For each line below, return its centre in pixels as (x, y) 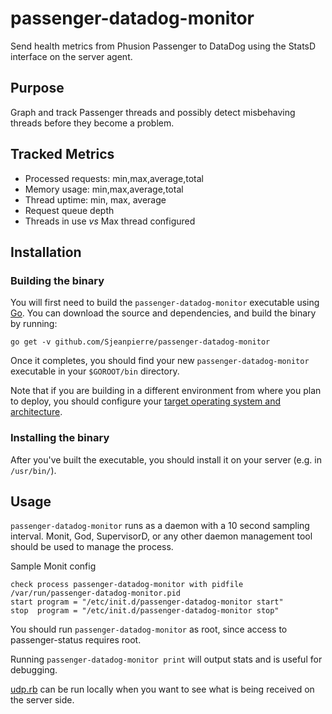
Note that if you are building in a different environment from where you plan (166, 391)
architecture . (36, 412)
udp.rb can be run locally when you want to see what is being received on (162, 689)
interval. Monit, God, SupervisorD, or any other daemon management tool (161, 536)
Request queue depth (69, 210)
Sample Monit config (53, 566)
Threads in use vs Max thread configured (110, 221)
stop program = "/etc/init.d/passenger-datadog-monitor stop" (145, 611)
